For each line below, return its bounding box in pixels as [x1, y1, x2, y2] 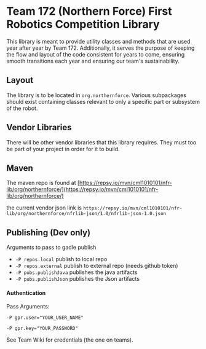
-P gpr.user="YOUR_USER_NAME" [6, 315, 84, 321]
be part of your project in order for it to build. [6, 145, 120, 152]
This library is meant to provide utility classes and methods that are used [6, 37, 191, 45]
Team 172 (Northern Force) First [6, 4, 172, 18]
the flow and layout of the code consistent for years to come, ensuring [6, 50, 185, 58]
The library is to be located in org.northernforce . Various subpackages [6, 91, 186, 99]
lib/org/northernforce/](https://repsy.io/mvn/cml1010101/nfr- [6, 186, 159, 193]
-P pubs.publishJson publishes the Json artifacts [15, 275, 140, 283]
